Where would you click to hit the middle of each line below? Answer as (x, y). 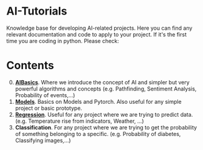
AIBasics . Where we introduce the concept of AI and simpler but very (102, 82)
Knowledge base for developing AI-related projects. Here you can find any (99, 28)
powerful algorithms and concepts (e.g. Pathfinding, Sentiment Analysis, (106, 89)
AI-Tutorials (37, 11)
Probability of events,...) (45, 95)
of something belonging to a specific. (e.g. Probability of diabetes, (98, 134)
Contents (30, 66)
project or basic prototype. (49, 108)
